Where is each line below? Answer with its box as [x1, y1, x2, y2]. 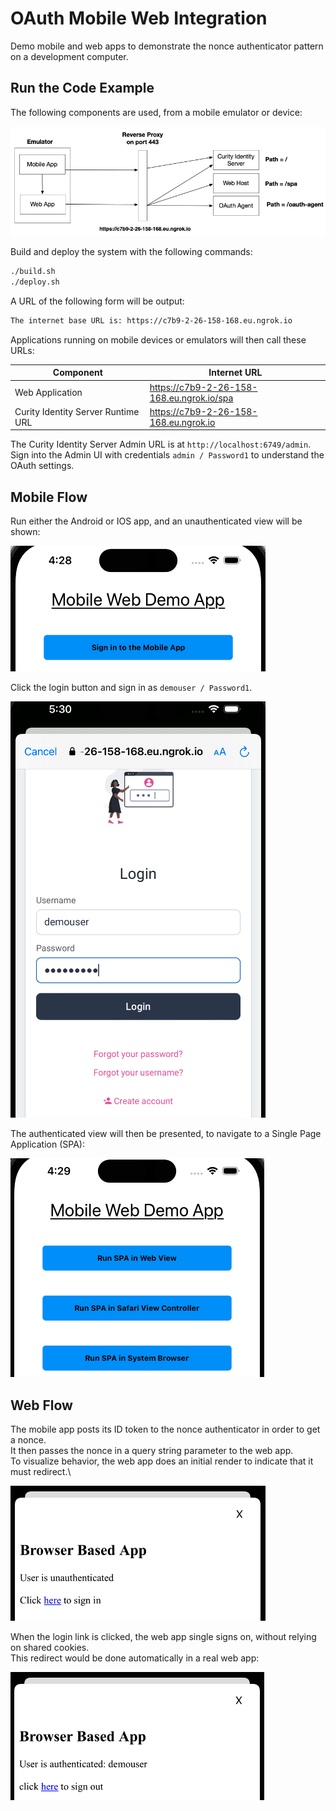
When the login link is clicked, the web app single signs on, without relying [10, 1631, 317, 1642]
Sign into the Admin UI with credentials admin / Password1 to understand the [10, 449, 325, 461]
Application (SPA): [10, 1138, 85, 1151]
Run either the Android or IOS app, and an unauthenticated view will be [10, 515, 303, 527]
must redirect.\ [10, 1466, 72, 1477]
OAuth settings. [10, 460, 75, 472]
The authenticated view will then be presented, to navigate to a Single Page [10, 1128, 322, 1140]
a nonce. [10, 1434, 47, 1446]
